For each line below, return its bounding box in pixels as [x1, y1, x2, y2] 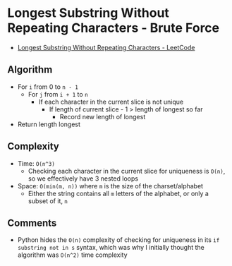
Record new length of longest [59, 112, 146, 121]
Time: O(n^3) [17, 159, 55, 167]
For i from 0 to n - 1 [17, 83, 79, 91]
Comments [7, 217, 57, 229]
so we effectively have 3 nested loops [28, 174, 139, 183]
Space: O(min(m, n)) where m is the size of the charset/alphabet [17, 181, 203, 190]
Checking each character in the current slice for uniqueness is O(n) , [28, 167, 226, 175]
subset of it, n [28, 196, 68, 205]
